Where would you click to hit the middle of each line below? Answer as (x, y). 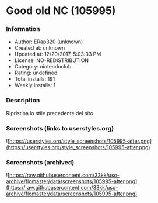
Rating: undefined (36, 73)
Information (23, 29)
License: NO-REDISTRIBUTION (52, 60)
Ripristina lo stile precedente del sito (50, 113)
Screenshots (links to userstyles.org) (60, 128)
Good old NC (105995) (61, 11)
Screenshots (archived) (40, 162)
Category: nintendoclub (43, 67)
